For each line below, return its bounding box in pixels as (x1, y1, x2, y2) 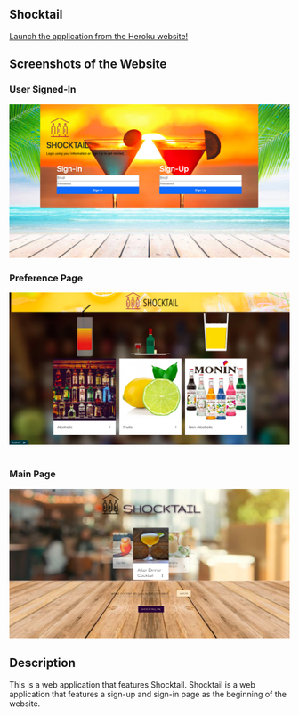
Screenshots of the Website (9, 57, 167, 72)
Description (9, 655, 76, 671)
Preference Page (9, 272, 83, 284)
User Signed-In (9, 84, 77, 96)
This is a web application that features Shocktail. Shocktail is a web (9, 679, 255, 689)
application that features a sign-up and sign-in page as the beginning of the (9, 688, 287, 699)
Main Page (9, 468, 56, 480)
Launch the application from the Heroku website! (9, 30, 189, 41)
